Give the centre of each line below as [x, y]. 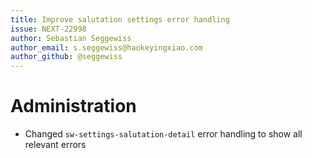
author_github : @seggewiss [66, 57]
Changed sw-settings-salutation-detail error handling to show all [163, 134]
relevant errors [55, 145]
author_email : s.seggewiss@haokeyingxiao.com [106, 47]
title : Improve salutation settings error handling [120, 19]
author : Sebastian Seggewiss [71, 38]
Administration [73, 106]
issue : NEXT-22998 [48, 29]
